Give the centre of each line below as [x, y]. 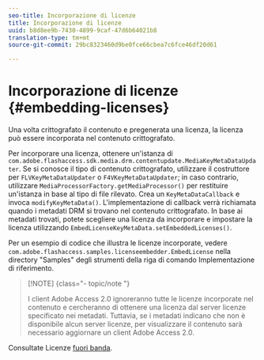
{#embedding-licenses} [89, 108]
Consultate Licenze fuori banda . [60, 348]
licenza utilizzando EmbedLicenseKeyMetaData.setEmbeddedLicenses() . [120, 228]
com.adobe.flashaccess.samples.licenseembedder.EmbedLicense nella [120, 252]
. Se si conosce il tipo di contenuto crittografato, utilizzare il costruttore [134, 169]
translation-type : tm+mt [49, 38]
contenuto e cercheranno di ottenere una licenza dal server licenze [137, 307]
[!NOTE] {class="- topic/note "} [79, 284]
